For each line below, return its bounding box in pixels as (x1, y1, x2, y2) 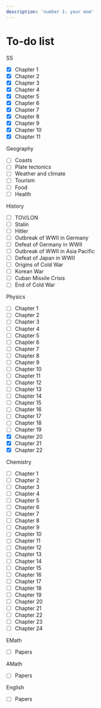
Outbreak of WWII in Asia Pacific (14, 247, 95, 254)
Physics (6, 293, 26, 300)
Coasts (14, 156, 33, 164)
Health (14, 190, 31, 198)
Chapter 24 (14, 625, 43, 632)
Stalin (14, 220, 29, 227)
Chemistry (6, 458, 31, 466)
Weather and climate (14, 170, 66, 177)
